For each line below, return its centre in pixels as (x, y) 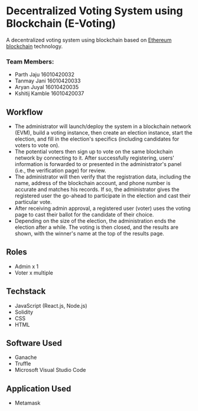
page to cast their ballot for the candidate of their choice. (84, 215)
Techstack (26, 291)
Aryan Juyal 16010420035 (47, 87)
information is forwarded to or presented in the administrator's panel (98, 164)
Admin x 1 (27, 266)
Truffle (23, 364)
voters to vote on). (37, 145)
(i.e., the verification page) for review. (60, 171)
